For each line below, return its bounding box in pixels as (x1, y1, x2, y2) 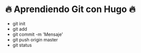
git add (12, 26, 28, 32)
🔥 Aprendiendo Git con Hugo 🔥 (5, 4, 135, 15)
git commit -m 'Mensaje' (12, 31, 63, 37)
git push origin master (12, 36, 58, 42)
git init (12, 20, 26, 26)
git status (12, 42, 32, 48)
